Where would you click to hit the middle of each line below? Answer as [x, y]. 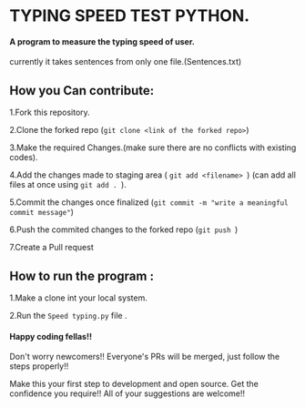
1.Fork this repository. [50, 112]
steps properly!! [39, 366]
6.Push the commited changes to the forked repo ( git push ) [124, 229]
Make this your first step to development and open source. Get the [134, 384]
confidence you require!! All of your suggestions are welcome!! [127, 393]
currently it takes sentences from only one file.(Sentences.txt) [126, 62]
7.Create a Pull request [51, 248]
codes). [24, 158]
